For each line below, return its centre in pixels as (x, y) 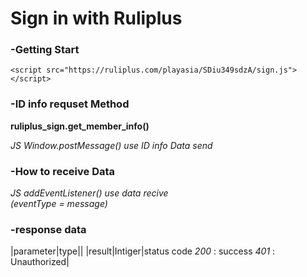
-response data (48, 229)
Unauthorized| (40, 262)
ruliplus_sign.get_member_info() (80, 126)
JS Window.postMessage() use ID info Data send (111, 145)
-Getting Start (45, 50)
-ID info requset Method (70, 104)
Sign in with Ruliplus (96, 18)
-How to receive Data (63, 171)
